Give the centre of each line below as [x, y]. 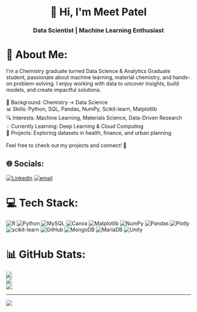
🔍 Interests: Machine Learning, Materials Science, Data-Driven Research [94, 118]
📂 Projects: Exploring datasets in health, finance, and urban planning [89, 133]
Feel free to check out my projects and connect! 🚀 [67, 145]
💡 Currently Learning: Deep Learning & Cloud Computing [75, 127]
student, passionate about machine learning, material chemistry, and [89, 77]
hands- [181, 77]
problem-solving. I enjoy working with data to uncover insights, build [96, 84]
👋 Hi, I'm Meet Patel [98, 12]
